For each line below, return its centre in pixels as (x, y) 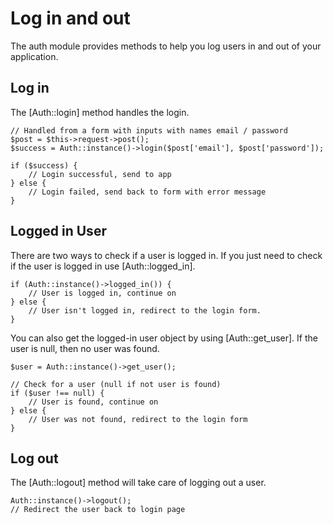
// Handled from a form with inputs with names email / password (149, 130)
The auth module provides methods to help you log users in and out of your (166, 46)
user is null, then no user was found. (85, 348)
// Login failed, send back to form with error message (147, 192)
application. (34, 56)
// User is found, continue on (93, 402)
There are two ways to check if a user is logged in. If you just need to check (166, 255)
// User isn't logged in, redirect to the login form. (145, 310)
